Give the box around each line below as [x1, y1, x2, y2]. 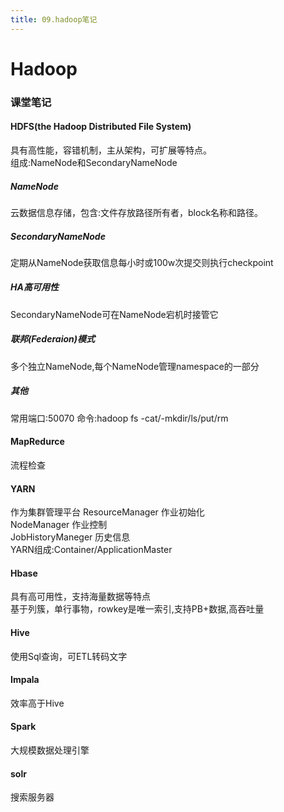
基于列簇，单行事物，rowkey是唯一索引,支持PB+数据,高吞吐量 [10, 603, 265, 615]
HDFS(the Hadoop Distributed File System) [10, 121, 192, 133]
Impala [10, 674, 40, 686]
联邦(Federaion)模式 [10, 333, 95, 345]
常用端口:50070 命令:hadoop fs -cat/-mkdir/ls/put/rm [10, 412, 229, 424]
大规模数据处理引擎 [10, 744, 90, 756]
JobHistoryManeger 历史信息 [10, 531, 131, 543]
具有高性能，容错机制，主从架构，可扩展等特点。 [10, 144, 212, 156]
